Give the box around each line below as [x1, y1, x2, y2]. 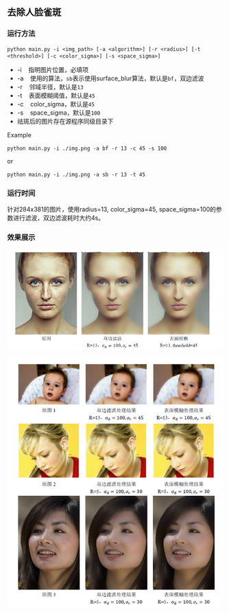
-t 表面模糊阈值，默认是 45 [16, 91, 95, 100]
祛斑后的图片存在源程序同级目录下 [16, 117, 114, 125]
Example [7, 131, 32, 139]
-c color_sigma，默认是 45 [16, 100, 95, 108]
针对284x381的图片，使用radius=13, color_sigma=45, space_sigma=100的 [7, 205, 217, 213]
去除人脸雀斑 [7, 6, 62, 19]
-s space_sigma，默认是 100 [16, 109, 101, 117]
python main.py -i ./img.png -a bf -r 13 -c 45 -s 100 [7, 145, 167, 152]
